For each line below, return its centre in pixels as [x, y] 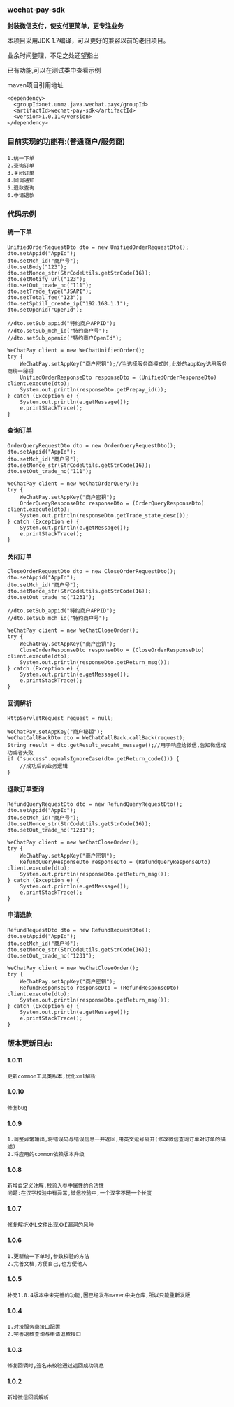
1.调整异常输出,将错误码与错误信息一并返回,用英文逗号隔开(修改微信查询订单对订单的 [114, 1140]
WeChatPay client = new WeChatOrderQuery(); [73, 484]
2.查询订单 [21, 166]
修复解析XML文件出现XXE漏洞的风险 [51, 1225]
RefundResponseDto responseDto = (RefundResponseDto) [100, 988]
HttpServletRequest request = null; [60, 719]
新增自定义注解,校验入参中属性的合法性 [56, 1186]
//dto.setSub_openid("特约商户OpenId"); [65, 338]
